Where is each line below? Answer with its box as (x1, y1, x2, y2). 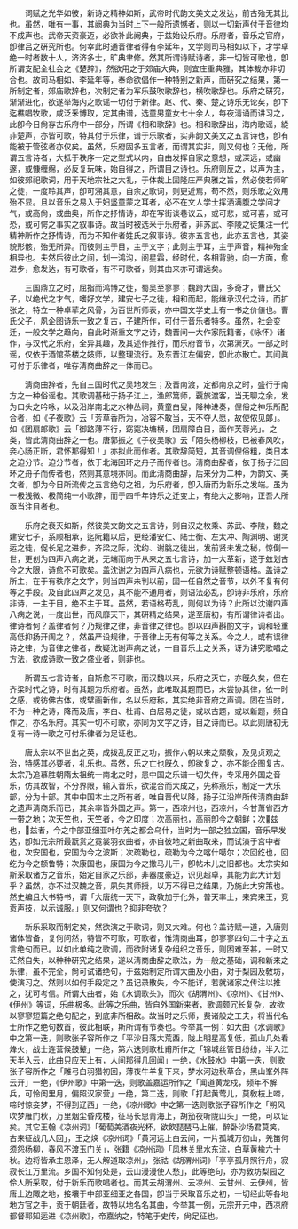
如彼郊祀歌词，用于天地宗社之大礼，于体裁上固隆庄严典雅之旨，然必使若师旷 (9, 174, 289, 185)
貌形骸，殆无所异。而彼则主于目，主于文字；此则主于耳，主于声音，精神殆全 (9, 241, 289, 252)
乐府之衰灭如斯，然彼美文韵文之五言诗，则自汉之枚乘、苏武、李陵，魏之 (24, 520, 289, 531)
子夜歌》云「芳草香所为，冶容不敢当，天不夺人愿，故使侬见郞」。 (47, 413, 286, 422)
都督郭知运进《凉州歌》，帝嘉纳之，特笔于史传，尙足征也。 (9, 1210, 223, 1221)
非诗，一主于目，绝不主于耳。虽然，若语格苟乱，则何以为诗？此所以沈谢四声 (9, 598, 289, 608)
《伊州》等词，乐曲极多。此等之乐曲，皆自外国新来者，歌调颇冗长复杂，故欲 (9, 1000, 286, 1009)
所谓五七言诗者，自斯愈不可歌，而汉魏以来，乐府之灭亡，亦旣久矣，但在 (24, 672, 289, 683)
